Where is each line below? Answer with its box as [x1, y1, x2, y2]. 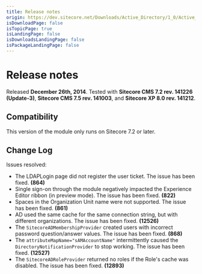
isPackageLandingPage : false [6, 43, 79, 49]
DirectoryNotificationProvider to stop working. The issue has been [14, 243, 185, 250]
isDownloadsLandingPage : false [6, 37, 85, 43]
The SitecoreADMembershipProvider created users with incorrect [14, 224, 173, 231]
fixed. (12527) [14, 249, 50, 257]
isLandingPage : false [6, 31, 61, 37]
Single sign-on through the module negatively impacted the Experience [14, 186, 192, 193]
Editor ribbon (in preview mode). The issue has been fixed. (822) [14, 192, 176, 199]
